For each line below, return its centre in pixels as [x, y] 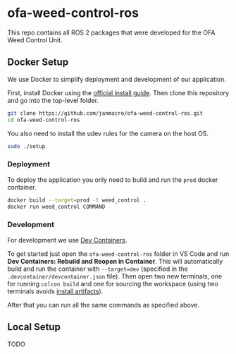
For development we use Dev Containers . [67, 240]
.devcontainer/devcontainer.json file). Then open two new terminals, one [115, 276]
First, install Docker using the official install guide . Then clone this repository [118, 92]
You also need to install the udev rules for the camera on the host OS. [108, 133]
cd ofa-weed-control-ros [44, 120]
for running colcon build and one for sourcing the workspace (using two [113, 283]
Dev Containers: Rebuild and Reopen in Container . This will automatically [115, 261]
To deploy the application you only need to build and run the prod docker [113, 179]
